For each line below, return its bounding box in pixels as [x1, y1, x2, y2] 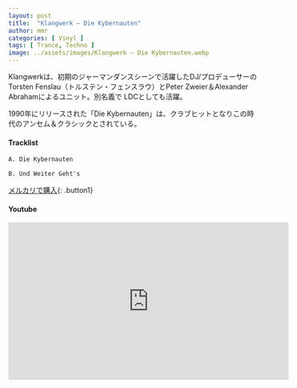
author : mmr [8, 26, 48, 34]
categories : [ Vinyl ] [8, 34, 84, 42]
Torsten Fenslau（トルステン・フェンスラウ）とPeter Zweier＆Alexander [8, 82, 249, 91]
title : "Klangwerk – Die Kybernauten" [8, 19, 142, 27]
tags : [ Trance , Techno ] [8, 42, 94, 50]
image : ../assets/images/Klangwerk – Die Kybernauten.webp [8, 49, 210, 57]
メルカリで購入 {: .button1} [8, 185, 94, 194]
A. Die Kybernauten [8, 155, 74, 164]
